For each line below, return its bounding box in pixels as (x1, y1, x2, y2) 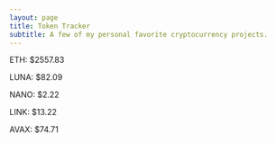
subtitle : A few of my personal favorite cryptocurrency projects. (9, 30, 269, 39)
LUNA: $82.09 (9, 72, 63, 83)
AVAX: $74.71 (9, 124, 59, 135)
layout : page (9, 13, 59, 22)
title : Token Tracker (9, 22, 91, 31)
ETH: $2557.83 (9, 55, 65, 66)
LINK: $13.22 (9, 107, 57, 118)
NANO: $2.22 (9, 89, 60, 100)
